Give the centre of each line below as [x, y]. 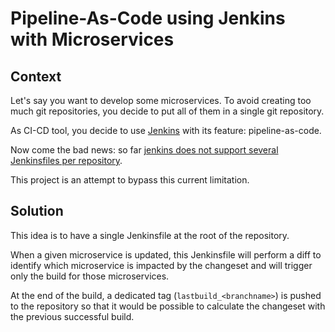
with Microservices [92, 39]
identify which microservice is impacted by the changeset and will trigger [161, 265]
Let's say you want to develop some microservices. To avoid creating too [161, 100]
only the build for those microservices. [90, 276]
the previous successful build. [72, 316]
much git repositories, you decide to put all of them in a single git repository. [167, 111]
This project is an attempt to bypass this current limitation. [130, 180]
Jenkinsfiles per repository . [66, 160]
